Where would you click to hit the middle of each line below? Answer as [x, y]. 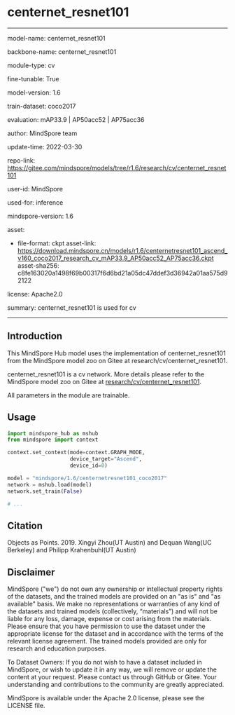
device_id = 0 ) [89, 466]
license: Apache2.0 [35, 294]
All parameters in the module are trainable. [69, 395]
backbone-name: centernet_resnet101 [62, 52]
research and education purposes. [57, 648]
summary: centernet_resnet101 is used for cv [72, 307]
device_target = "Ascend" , [106, 459]
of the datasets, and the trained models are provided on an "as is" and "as [114, 597]
